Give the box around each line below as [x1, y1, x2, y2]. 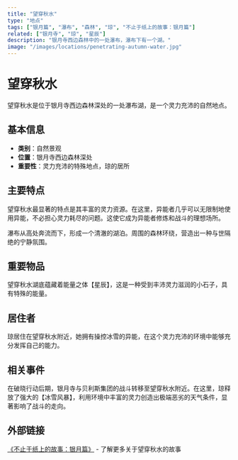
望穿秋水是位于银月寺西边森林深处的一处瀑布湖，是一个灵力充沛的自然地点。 [7, 101, 231, 109]
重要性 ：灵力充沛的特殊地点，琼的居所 [17, 161, 130, 170]
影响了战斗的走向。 [13, 402, 69, 410]
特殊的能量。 [13, 289, 51, 298]
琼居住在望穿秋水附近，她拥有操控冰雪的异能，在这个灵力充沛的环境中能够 [7, 332, 225, 341]
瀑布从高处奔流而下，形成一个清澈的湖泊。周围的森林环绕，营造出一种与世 [7, 229, 225, 237]
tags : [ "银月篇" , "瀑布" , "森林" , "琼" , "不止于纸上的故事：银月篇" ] [7, 23, 196, 31]
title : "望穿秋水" [7, 10, 58, 18]
